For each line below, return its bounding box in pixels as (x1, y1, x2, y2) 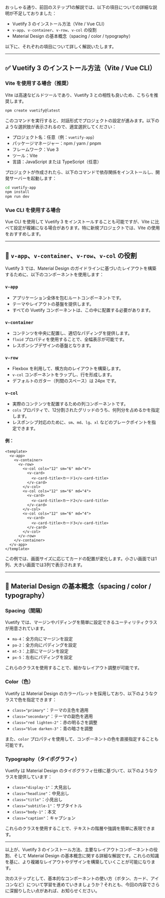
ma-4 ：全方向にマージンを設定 (12, 636, 73, 642)
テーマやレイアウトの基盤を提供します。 (12, 301, 94, 307)
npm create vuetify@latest (5, 108, 60, 113)
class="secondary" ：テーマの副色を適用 (12, 713, 93, 719)
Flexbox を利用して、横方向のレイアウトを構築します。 (12, 366, 124, 372)
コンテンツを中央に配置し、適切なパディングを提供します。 (12, 330, 133, 336)
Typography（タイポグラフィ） (5, 755, 80, 762)
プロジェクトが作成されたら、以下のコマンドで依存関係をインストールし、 (5, 169, 156, 175)
